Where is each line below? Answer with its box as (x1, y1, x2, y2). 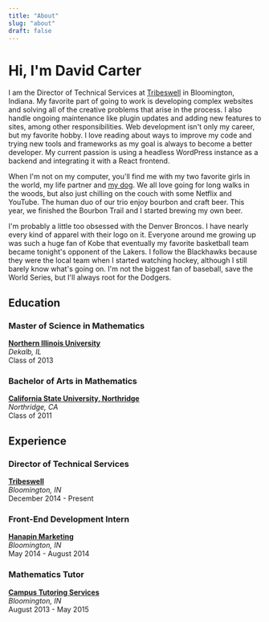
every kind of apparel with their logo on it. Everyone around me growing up (8, 230, 257, 239)
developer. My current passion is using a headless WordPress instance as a (8, 148, 259, 158)
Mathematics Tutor (8, 569, 84, 580)
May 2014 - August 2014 (8, 549, 90, 559)
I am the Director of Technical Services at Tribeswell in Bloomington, (8, 88, 234, 97)
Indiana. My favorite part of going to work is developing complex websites (8, 96, 254, 106)
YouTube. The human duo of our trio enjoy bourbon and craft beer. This (8, 198, 245, 207)
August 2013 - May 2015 (8, 604, 90, 614)
